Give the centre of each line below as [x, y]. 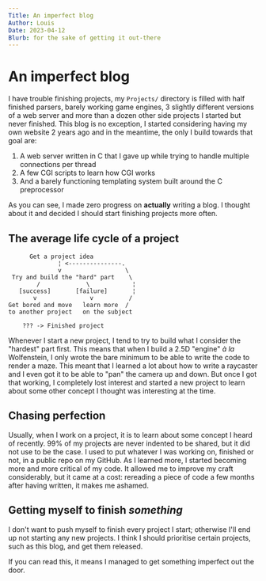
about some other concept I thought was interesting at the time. [112, 391]
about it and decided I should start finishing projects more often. [113, 214]
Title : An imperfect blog [51, 15]
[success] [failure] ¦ [77, 291]
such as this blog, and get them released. [76, 546]
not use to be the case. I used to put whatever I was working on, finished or [131, 451]
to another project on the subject [70, 312]
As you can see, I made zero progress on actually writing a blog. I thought [129, 205]
